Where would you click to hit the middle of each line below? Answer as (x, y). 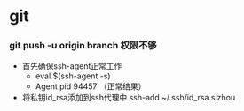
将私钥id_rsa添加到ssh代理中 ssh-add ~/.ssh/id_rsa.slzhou (129, 98)
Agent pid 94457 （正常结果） (91, 86)
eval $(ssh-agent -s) (73, 76)
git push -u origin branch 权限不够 (83, 46)
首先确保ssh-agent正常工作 (72, 66)
